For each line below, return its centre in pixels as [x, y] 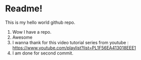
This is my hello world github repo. [40, 22]
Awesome [22, 37]
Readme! [24, 9]
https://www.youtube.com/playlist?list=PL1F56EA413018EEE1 [74, 48]
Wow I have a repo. [32, 32]
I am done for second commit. [43, 53]
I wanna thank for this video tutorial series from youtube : [70, 42]
